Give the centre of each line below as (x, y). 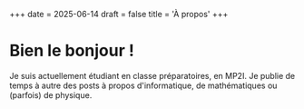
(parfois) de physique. (51, 94)
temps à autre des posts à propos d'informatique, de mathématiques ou (143, 85)
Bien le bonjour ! (72, 51)
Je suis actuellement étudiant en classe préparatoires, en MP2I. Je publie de (152, 75)
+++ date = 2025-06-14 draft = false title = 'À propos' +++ (119, 14)
